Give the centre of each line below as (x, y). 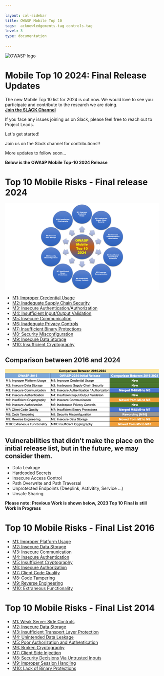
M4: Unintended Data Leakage (43, 637)
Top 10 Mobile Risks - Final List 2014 (80, 608)
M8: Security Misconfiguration (43, 334)
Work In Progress (23, 508)
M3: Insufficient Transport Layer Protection (55, 632)
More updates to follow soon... (36, 153)
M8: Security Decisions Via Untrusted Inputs (57, 658)
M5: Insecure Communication (42, 319)
